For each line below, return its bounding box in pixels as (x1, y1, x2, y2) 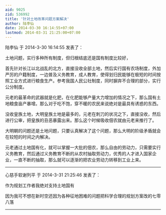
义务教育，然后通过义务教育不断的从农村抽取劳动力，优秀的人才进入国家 (5, 151, 152, 156)
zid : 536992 (5, 12, 30, 17)
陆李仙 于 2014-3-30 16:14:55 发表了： (5, 44, 83, 50)
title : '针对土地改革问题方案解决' (5, 16, 70, 21)
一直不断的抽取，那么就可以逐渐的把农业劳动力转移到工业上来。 (13, 157, 144, 163)
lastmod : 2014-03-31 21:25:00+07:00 (5, 30, 81, 35)
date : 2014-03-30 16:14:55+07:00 (5, 26, 74, 31)
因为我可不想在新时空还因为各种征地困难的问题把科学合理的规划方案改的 (5, 193, 152, 199)
